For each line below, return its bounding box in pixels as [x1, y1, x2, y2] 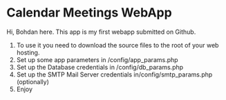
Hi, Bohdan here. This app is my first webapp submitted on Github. [6, 28, 196, 36]
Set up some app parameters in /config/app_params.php [16, 55, 178, 63]
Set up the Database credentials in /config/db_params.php [16, 63, 184, 71]
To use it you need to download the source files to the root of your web [16, 41, 219, 49]
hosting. [16, 48, 40, 57]
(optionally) [16, 77, 50, 86]
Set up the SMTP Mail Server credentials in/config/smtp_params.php [16, 70, 213, 79]
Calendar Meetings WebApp [6, 5, 172, 21]
